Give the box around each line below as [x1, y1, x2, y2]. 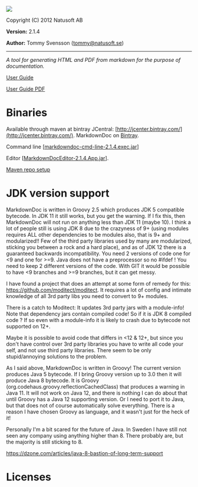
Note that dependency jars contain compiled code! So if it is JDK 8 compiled [6, 310, 192, 317]
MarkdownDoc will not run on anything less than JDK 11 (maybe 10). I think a [6, 218, 192, 226]
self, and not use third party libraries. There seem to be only [6, 346, 152, 353]
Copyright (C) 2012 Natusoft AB [6, 16, 83, 24]
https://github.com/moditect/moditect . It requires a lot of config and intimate [6, 286, 192, 293]
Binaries [6, 106, 48, 120]
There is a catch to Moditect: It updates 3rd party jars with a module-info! [6, 304, 184, 311]
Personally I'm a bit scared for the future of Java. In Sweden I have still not [6, 426, 187, 433]
